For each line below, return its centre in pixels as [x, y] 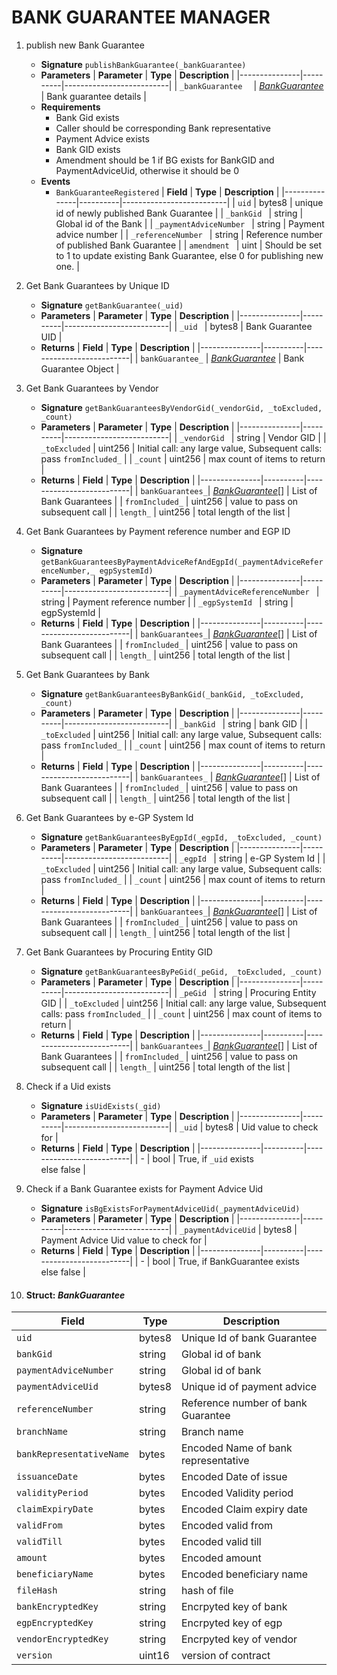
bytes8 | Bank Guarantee [261, 326]
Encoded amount [221, 1558]
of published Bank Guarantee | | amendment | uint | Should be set [189, 245]
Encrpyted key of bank [234, 1607]
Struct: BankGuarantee [75, 1295]
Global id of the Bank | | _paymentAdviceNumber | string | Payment [190, 223]
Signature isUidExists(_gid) [101, 1105]
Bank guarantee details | [96, 96]
